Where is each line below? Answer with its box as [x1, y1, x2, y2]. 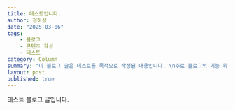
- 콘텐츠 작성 [20, 43, 54, 50]
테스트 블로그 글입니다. [7, 95, 69, 104]
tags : [7, 29, 23, 37]
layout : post [7, 69, 45, 76]
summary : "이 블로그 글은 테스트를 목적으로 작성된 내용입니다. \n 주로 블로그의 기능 [7, 62, 220, 69]
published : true [7, 75, 55, 83]
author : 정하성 [7, 17, 48, 24]
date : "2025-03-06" [7, 23, 64, 30]
